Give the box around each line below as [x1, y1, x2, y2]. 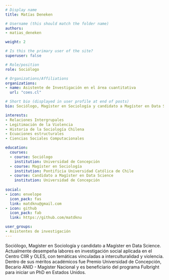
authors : [5, 26, 24, 31]
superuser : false [5, 53, 42, 58]
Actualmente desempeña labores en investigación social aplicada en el [5, 248, 152, 254]
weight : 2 [5, 40, 26, 45]
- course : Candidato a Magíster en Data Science [10, 173, 114, 178]
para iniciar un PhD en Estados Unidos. [5, 269, 87, 275]
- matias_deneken [5, 31, 42, 36]
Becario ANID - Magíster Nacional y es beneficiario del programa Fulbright [5, 264, 159, 270]
